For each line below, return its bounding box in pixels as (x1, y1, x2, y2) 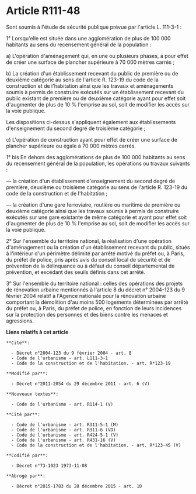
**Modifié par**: (6, 370, 48, 376)
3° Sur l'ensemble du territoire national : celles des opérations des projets (6, 280, 183, 287)
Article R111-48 (6, 4, 80, 18)
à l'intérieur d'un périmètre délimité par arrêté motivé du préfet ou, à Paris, (6, 250, 185, 257)
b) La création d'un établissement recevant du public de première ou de (6, 70, 178, 77)
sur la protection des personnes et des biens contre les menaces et (6, 311, 168, 318)
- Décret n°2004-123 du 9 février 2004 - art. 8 (11, 350, 132, 356)
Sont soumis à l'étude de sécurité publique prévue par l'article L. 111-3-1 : (6, 23, 182, 30)
